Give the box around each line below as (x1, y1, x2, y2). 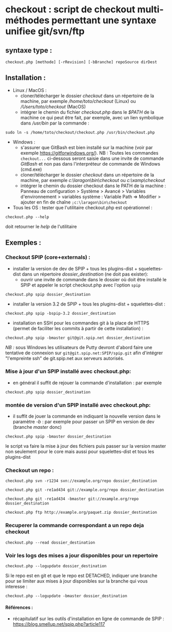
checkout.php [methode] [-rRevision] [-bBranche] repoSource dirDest (5, 60, 158, 65)
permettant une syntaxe (51, 14, 157, 26)
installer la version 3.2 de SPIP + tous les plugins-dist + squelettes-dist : (12, 301, 165, 307)
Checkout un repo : (5, 467, 54, 474)
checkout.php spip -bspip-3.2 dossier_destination (5, 311, 116, 316)
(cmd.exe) (20, 166, 42, 172)
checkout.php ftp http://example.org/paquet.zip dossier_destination (5, 510, 158, 515)
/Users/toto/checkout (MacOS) (20, 103, 86, 110)
